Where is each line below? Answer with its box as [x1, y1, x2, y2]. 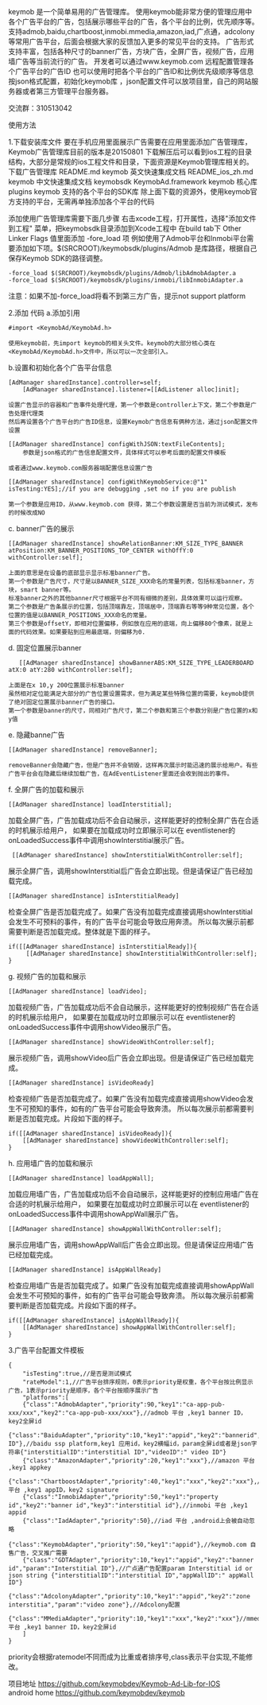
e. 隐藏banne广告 [8, 730, 65, 740]
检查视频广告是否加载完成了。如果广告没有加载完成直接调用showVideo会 [8, 1094, 247, 1103]
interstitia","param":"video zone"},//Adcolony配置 [8, 1601, 180, 1609]
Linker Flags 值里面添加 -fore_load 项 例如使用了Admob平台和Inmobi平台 [8, 234, 247, 243]
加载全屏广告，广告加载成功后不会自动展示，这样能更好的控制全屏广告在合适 [8, 816, 259, 825]
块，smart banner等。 [8, 586, 75, 594]
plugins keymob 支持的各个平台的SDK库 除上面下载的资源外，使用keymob [8, 187, 250, 196]
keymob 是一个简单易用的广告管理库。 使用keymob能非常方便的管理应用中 [8, 7, 253, 16]
